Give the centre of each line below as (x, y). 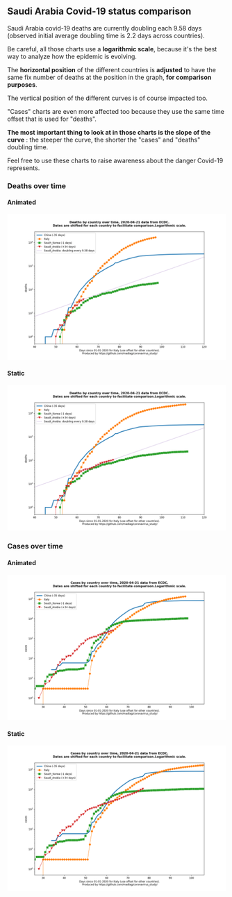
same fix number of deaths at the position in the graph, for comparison (109, 77)
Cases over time (35, 546)
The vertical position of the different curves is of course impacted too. (108, 98)
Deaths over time (37, 185)
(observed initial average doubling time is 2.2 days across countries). (106, 35)
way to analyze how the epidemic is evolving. (72, 56)
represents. (24, 168)
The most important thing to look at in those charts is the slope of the (109, 132)
